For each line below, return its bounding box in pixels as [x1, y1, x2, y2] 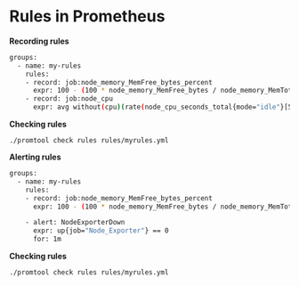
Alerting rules [9, 151, 61, 162]
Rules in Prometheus [9, 6, 166, 27]
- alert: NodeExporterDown [25, 218, 125, 227]
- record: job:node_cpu [25, 94, 114, 103]
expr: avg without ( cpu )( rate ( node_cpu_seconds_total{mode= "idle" [32, 102, 280, 112]
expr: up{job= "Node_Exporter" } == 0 [32, 226, 169, 235]
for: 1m [32, 234, 62, 244]
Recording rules [9, 36, 69, 46]
